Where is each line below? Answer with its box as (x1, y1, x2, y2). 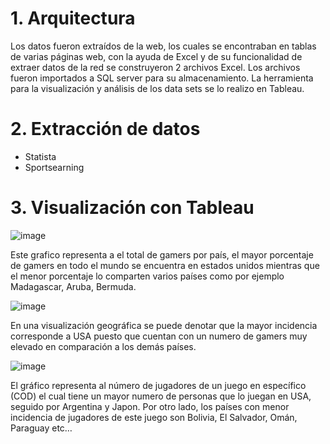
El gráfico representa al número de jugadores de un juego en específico (10, 379, 307, 391)
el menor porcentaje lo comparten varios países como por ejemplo (10, 270, 285, 282)
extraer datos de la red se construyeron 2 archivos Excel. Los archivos (10, 61, 301, 73)
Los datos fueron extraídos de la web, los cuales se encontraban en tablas (10, 40, 317, 52)
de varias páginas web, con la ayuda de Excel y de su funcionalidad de (10, 50, 303, 62)
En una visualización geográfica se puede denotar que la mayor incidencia (10, 319, 318, 331)
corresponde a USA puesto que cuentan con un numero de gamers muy (10, 330, 308, 342)
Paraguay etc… (10, 422, 73, 434)
